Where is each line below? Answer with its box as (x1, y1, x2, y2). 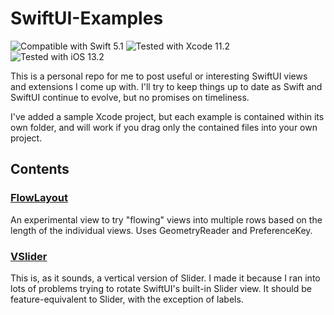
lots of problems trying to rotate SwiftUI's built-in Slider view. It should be (10, 282, 312, 294)
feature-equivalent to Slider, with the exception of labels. (10, 293, 244, 305)
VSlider (10, 249, 48, 263)
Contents (10, 161, 70, 178)
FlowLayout (10, 191, 68, 205)
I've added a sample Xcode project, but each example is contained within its (10, 110, 325, 122)
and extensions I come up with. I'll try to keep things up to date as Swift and (10, 80, 323, 92)
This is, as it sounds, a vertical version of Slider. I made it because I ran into (10, 272, 321, 284)
